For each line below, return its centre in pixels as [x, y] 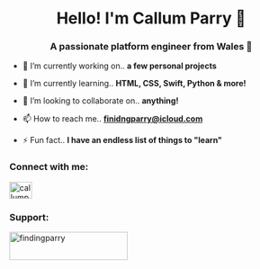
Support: [29, 217]
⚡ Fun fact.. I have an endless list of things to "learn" [122, 140]
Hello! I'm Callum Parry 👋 [151, 18]
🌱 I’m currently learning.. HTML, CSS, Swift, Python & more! [134, 84]
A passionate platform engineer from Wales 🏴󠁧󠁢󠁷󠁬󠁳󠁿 [151, 47]
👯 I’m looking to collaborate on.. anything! [100, 101]
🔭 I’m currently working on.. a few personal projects [120, 66]
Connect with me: [49, 167]
